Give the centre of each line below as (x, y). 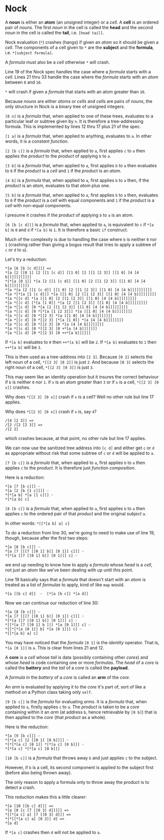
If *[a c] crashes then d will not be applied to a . (53, 832)
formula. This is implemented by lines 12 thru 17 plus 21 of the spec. (73, 126)
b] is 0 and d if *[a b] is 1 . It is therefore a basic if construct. (67, 230)
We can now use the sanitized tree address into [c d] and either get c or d (80, 448)
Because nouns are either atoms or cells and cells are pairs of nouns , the (79, 101)
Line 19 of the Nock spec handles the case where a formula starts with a (78, 71)
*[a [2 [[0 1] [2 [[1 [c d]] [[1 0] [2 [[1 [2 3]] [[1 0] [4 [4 (72, 273)
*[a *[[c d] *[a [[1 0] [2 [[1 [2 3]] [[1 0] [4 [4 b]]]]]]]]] (71, 298)
